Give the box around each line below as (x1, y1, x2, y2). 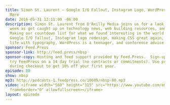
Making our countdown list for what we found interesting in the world (10, 31, 164, 36)
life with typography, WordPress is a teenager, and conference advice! (10, 40, 166, 45)
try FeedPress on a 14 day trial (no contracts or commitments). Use (10, 59, 159, 64)
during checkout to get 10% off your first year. (10, 64, 116, 69)
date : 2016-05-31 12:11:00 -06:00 (5, 17, 78, 22)
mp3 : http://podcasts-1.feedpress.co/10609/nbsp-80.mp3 (5, 78, 125, 83)
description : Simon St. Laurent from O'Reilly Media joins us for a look (5, 21, 164, 27)
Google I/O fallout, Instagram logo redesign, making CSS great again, (10, 36, 164, 41)
